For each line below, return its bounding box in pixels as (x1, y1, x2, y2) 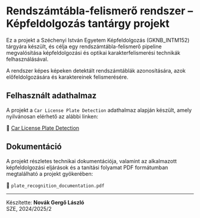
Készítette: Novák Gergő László (6, 198, 85, 206)
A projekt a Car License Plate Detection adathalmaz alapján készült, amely (6, 106, 192, 114)
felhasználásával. (6, 55, 49, 63)
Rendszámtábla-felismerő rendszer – (6, 4, 193, 18)
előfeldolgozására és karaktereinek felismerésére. (6, 73, 129, 80)
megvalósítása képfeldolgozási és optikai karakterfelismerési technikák (6, 49, 180, 56)
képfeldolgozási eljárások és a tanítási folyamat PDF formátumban (6, 164, 168, 171)
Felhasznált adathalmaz (6, 91, 97, 101)
